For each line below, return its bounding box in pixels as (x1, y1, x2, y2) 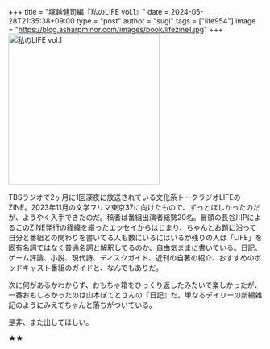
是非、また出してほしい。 (8, 318, 93, 326)
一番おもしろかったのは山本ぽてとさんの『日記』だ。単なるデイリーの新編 (8, 290, 255, 300)
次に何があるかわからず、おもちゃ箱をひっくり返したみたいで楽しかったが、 (8, 280, 262, 289)
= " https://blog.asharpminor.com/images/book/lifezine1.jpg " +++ (8, 25, 224, 34)
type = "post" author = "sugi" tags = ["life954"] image (76, 16, 256, 26)
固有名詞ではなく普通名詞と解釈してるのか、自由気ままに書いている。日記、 (8, 243, 262, 252)
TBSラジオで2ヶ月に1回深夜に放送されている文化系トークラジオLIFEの (8, 193, 241, 202)
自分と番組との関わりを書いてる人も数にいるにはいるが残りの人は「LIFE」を (8, 233, 263, 242)
